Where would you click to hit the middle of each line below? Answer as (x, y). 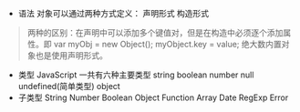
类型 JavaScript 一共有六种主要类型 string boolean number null (136, 75)
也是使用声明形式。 (71, 56)
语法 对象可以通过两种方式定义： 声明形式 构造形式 (114, 13)
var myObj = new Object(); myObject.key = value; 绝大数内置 (167, 44)
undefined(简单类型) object (69, 86)
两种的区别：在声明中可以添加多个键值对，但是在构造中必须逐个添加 (155, 33)
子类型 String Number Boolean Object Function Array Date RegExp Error (153, 97)
